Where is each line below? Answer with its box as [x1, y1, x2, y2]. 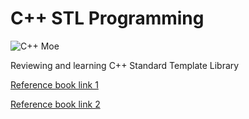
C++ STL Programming [10, 7, 205, 30]
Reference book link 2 [10, 98, 101, 110]
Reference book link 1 [10, 78, 99, 91]
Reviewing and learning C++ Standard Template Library [10, 59, 240, 71]
